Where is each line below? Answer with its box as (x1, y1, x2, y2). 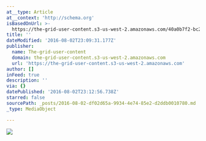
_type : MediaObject (6, 105, 56, 112)
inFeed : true (6, 72, 40, 78)
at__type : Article (6, 9, 53, 15)
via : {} (6, 83, 26, 90)
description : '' (6, 77, 48, 83)
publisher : (6, 44, 34, 50)
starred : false (6, 94, 45, 101)
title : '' (6, 32, 32, 38)
